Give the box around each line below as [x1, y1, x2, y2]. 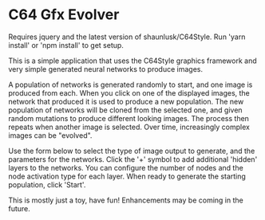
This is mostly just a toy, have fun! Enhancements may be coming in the [8, 195, 243, 205]
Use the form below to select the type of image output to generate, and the [8, 146, 255, 155]
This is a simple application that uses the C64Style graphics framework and [8, 56, 257, 65]
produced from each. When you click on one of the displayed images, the [8, 88, 250, 97]
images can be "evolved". [8, 130, 93, 140]
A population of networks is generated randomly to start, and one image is [8, 80, 253, 89]
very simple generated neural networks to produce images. [8, 64, 204, 73]
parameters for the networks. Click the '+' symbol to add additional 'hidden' [8, 154, 258, 164]
